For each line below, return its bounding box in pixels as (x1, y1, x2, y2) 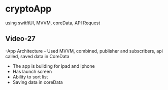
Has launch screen (12, 68, 52, 74)
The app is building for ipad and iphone (12, 63, 95, 69)
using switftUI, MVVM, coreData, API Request (5, 20, 100, 26)
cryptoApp (5, 3, 52, 15)
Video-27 (5, 34, 36, 43)
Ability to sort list (12, 74, 48, 80)
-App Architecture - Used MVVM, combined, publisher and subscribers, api (5, 48, 163, 54)
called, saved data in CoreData (5, 53, 70, 59)
